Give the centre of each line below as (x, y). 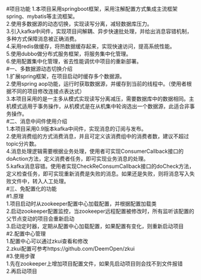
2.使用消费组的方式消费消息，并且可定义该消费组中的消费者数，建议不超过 (98, 136)
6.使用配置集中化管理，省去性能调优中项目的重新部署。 (74, 61)
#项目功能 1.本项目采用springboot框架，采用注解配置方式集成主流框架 (92, 9)
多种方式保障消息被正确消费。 (43, 39)
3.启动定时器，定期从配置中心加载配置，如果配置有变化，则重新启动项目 (95, 226)
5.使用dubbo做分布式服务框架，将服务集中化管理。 (69, 54)
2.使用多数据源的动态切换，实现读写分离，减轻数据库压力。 (79, 24)
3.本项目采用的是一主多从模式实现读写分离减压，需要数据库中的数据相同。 (98, 99)
